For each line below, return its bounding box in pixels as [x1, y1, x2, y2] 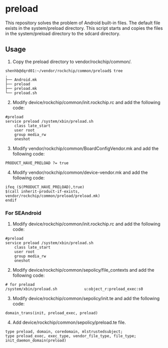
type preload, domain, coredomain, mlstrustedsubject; [5, 329, 123, 334]
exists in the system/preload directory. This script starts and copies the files [5, 25, 163, 31]
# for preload [5, 282, 35, 287]
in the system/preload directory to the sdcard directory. [5, 30, 121, 36]
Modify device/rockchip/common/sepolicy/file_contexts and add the [12, 267, 155, 273]
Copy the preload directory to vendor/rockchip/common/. [12, 59, 132, 65]
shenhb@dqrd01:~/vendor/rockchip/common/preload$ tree [5, 68, 123, 73]
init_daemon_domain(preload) [5, 338, 67, 343]
